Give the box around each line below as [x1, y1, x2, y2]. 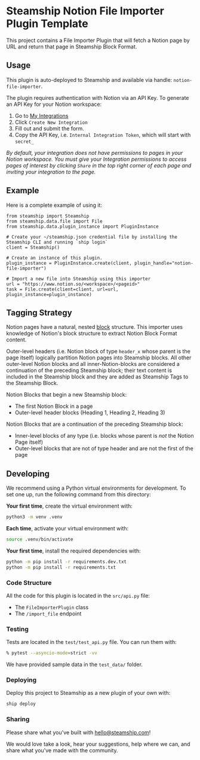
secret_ [14, 139, 34, 145]
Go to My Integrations [14, 112, 69, 119]
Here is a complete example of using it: [6, 202, 103, 209]
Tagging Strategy [6, 307, 73, 318]
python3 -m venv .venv [6, 514, 63, 520]
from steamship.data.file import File [6, 218, 103, 224]
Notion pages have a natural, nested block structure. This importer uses [6, 323, 183, 331]
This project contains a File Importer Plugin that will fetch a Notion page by [6, 36, 190, 44]
